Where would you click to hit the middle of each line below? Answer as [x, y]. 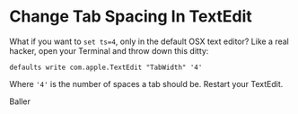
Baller [20, 101]
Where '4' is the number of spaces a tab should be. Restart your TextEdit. [146, 83]
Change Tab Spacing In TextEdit [131, 17]
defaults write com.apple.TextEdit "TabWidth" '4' [106, 67]
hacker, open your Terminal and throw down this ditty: [109, 50]
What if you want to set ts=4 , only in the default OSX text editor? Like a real [149, 41]
